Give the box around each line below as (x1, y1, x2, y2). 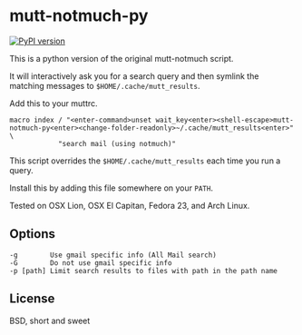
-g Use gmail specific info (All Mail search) (9, 251, 218, 260)
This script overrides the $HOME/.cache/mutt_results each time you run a (9, 155, 281, 166)
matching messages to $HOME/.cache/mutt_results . (9, 80, 200, 91)
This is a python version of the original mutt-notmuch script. (9, 53, 234, 64)
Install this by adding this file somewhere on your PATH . (9, 182, 213, 193)
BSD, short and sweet (9, 315, 91, 326)
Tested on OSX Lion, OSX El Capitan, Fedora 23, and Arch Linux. (9, 200, 250, 211)
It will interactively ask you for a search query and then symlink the (9, 70, 259, 82)
